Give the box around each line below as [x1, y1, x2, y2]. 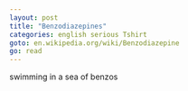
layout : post [9, 13, 59, 23]
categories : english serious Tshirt [9, 30, 147, 39]
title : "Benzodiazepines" [9, 22, 107, 31]
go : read [9, 47, 42, 56]
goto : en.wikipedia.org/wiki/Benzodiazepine [9, 38, 180, 48]
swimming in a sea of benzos [9, 71, 118, 82]
